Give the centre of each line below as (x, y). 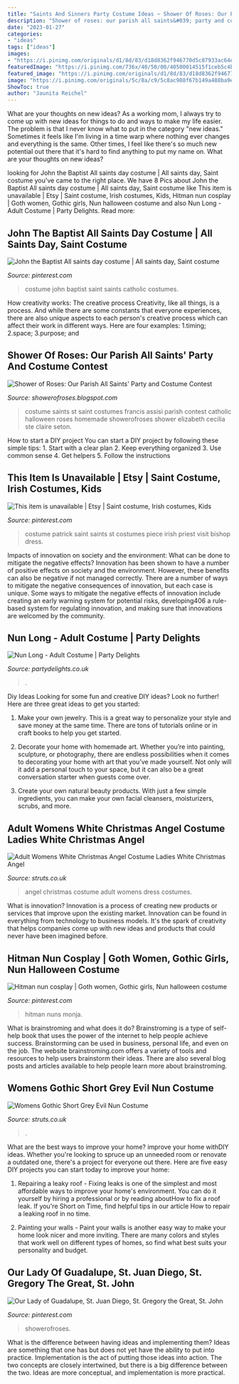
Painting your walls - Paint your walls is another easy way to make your (122, 1227)
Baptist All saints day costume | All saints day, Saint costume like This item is (119, 188)
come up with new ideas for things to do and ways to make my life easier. (115, 121)
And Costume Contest (58, 366)
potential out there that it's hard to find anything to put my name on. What (115, 152)
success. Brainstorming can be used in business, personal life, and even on (118, 1043)
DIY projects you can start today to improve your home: (89, 1170)
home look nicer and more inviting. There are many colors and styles (118, 1235)
